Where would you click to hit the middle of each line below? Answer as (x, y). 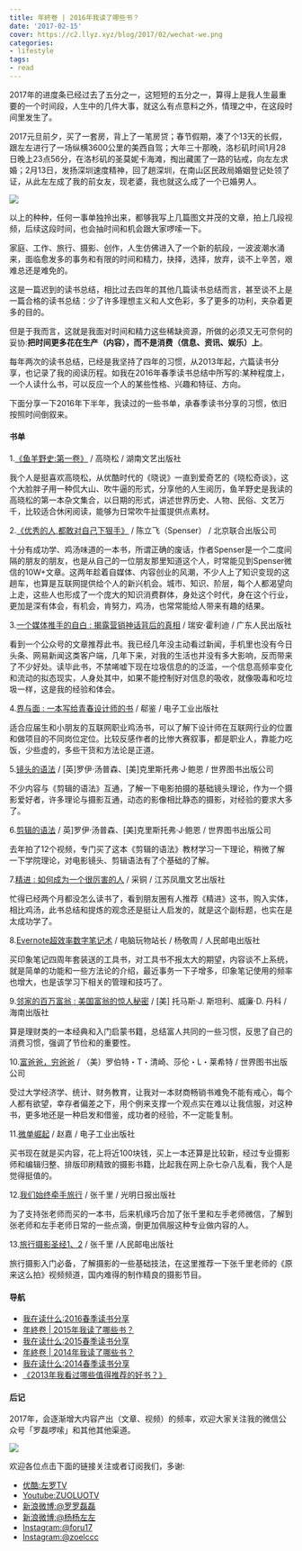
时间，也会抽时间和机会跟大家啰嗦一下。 (131, 228)
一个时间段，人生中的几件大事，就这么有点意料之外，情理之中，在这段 (155, 105)
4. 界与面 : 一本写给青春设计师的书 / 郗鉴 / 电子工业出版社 (114, 709)
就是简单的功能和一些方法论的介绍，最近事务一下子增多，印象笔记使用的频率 (151, 971)
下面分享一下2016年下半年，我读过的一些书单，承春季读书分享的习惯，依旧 (148, 403)
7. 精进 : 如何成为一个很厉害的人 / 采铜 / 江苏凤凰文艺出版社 (117, 880)
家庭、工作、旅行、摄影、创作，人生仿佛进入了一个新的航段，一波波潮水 (143, 248)
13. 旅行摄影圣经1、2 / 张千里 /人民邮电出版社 (92, 1245)
